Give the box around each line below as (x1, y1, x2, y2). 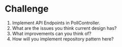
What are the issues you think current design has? (12, 25, 117, 31)
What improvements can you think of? (12, 30, 92, 36)
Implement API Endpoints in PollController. (12, 20, 101, 26)
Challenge (5, 3, 49, 15)
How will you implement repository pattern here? (12, 36, 114, 42)
